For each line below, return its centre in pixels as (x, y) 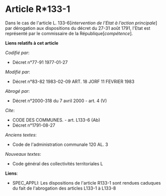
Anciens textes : (21, 134)
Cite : (10, 110)
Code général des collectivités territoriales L (58, 163)
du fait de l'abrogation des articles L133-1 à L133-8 (64, 188)
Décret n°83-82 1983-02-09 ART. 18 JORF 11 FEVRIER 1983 (73, 81)
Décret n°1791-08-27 (34, 125)
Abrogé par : (17, 91)
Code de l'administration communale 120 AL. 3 (60, 144)
